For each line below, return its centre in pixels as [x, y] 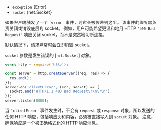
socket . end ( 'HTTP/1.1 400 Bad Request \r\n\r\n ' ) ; [61, 92]
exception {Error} [30, 7]
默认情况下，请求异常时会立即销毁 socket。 [49, 45]
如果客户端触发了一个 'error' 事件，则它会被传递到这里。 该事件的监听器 [79, 22]
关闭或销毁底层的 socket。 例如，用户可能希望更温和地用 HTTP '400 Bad [82, 28]
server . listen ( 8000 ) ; [27, 101]
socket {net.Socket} [32, 12]
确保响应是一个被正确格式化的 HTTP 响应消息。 [53, 123]
